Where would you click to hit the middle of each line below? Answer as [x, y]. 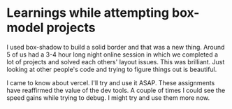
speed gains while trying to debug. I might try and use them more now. [108, 97]
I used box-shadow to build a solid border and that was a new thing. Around [116, 47]
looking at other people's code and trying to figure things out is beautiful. [112, 69]
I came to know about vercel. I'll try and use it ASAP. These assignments [111, 82]
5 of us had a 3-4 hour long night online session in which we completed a [112, 54]
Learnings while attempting [88, 13]
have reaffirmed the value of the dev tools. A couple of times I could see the [116, 90]
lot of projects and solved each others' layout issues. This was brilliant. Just [116, 61]
